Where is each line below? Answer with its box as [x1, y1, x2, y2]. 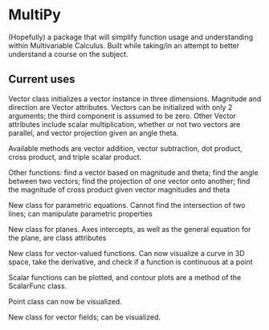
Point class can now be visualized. [8, 296, 122, 306]
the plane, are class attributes [8, 233, 107, 242]
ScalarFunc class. [8, 281, 67, 291]
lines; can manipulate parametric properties [8, 209, 153, 218]
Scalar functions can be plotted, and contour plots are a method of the [8, 272, 242, 282]
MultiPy [8, 6, 62, 24]
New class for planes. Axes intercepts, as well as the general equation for [8, 224, 251, 234]
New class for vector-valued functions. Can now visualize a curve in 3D [8, 248, 245, 258]
